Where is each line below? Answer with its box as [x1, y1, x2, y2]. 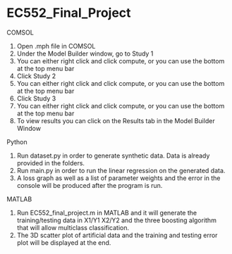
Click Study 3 [16, 94, 56, 103]
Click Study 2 [16, 72, 56, 80]
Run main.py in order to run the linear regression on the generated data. [16, 166, 226, 174]
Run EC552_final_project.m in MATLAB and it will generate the [16, 208, 197, 217]
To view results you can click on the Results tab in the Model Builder [16, 116, 216, 125]
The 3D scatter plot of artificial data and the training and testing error [16, 231, 218, 239]
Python [6, 137, 28, 146]
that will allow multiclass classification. [16, 223, 130, 231]
